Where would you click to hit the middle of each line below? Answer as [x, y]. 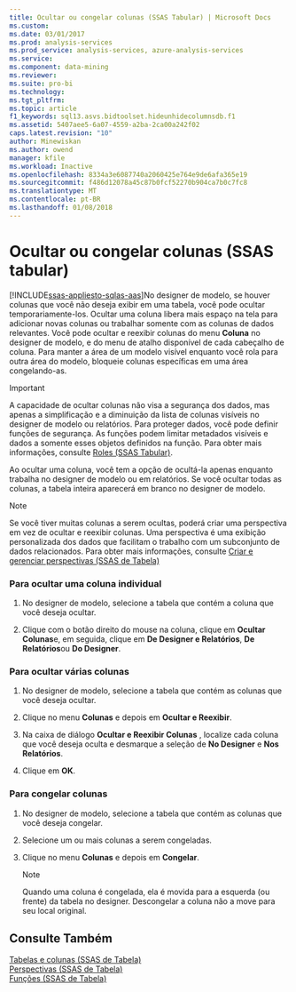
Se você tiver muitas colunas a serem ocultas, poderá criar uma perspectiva [148, 523]
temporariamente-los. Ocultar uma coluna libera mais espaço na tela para [144, 314]
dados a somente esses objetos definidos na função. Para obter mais [136, 443]
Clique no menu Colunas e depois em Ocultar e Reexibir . [127, 717]
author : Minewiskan [45, 141]
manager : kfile [37, 158]
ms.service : [31, 59]
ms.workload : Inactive [51, 166]
